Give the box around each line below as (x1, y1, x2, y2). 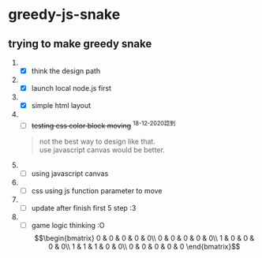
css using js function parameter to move (31, 185, 163, 195)
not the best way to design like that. (39, 136, 155, 146)
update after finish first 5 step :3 (31, 204, 137, 213)
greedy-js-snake (8, 6, 121, 24)
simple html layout (31, 101, 92, 110)
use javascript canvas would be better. (39, 144, 166, 155)
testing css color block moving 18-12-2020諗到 (31, 120, 176, 130)
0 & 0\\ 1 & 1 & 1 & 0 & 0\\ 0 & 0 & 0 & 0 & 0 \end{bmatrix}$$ (48, 242, 241, 252)
